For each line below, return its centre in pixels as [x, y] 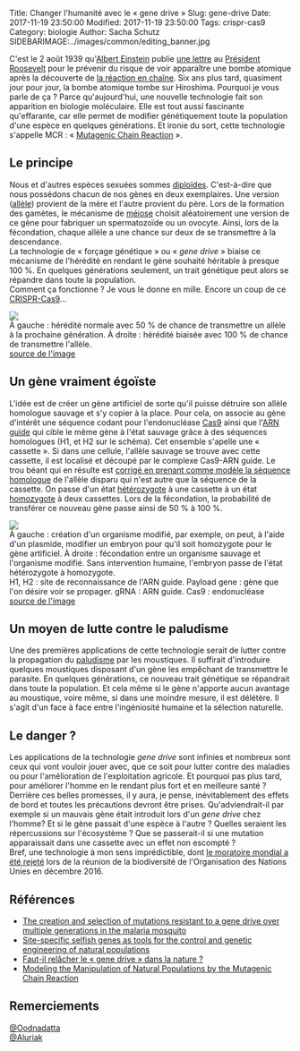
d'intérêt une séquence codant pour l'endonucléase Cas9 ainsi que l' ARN [144, 422]
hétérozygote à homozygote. [62, 572]
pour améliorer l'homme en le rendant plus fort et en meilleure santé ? [138, 786]
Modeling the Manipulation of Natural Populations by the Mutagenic [147, 969]
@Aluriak [26, 1037]
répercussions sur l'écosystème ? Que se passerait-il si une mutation [137, 833]
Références [42, 899]
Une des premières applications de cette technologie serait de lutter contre [148, 650]
